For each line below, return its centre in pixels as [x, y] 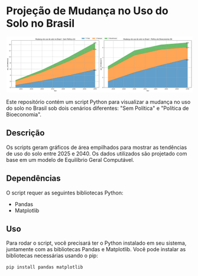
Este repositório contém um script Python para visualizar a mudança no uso [98, 102]
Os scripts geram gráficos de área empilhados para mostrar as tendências [97, 147]
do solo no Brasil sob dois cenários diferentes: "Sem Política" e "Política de [98, 108]
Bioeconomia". [24, 115]
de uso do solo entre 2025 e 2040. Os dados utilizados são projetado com [97, 153]
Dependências [33, 178]
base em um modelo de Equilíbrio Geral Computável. [70, 160]
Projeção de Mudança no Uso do [87, 11]
